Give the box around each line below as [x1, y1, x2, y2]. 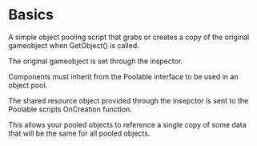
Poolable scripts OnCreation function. [8, 104, 132, 114]
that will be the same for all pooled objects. [8, 128, 151, 138]
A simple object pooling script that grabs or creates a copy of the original [8, 32, 250, 42]
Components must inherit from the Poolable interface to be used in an [8, 71, 239, 81]
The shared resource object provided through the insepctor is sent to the [8, 95, 249, 105]
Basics [8, 6, 54, 24]
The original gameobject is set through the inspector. [8, 56, 183, 66]
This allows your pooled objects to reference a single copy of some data [8, 120, 247, 129]
